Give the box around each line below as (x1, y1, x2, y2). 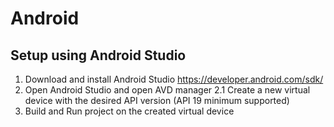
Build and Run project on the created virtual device (24, 105, 235, 117)
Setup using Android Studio (10, 47, 187, 64)
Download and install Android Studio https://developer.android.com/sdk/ (24, 73, 324, 85)
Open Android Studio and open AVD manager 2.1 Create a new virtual (24, 84, 311, 96)
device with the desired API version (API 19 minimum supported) (24, 95, 290, 106)
